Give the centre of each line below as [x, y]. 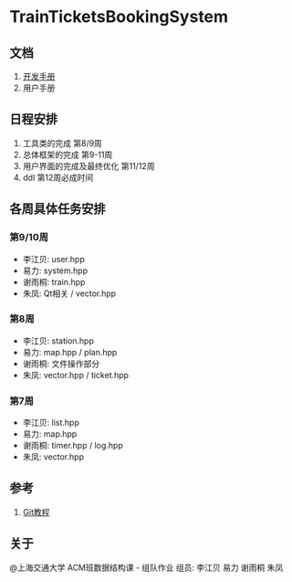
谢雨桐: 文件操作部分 [61, 364]
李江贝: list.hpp [51, 423]
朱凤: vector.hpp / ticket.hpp [76, 375]
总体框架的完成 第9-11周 [68, 154]
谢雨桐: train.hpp [54, 281]
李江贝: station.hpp [58, 341]
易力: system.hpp [55, 270]
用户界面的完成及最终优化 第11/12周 [89, 165]
